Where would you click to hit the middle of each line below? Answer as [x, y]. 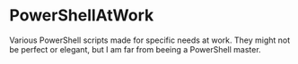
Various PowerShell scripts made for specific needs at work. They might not [150, 40]
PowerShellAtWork [82, 16]
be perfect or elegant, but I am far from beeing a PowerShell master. [136, 49]
